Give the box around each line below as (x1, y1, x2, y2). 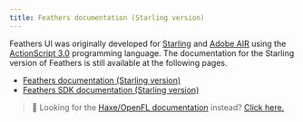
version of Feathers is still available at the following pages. (9, 57, 229, 68)
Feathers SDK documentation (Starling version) (22, 84, 200, 95)
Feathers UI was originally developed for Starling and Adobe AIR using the (9, 38, 287, 49)
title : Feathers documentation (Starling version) (9, 13, 205, 23)
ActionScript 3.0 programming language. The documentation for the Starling (9, 47, 295, 59)
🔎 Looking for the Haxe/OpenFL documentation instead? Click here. (31, 101, 285, 113)
